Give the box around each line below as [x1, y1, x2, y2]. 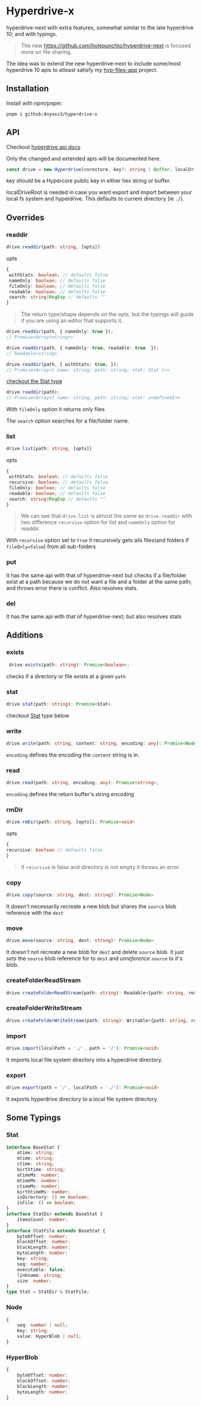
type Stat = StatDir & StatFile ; [6, 1289, 90, 1295]
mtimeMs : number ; [17, 1177, 60, 1183]
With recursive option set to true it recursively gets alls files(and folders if [6, 537, 189, 544]
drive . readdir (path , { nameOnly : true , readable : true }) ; [6, 345, 160, 351]
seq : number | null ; [17, 1322, 68, 1328]
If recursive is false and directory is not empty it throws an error [20, 863, 179, 870]
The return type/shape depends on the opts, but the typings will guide [20, 311, 194, 318]
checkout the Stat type [6, 378, 63, 385]
